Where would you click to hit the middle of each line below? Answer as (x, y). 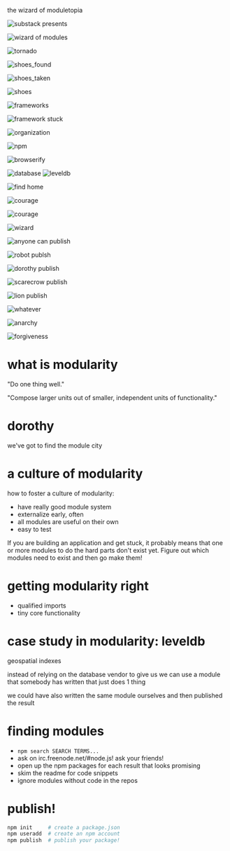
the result (21, 703)
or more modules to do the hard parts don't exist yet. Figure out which (108, 550)
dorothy (31, 426)
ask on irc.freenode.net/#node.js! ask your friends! (91, 758)
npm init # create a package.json (64, 827)
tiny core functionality (49, 612)
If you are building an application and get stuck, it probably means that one (115, 542)
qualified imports (42, 605)
